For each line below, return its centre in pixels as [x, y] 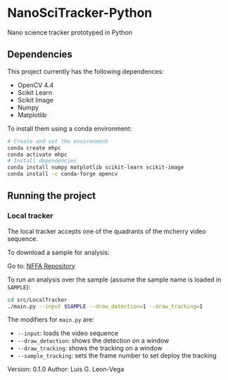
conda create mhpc [34, 148]
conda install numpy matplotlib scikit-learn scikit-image [96, 168]
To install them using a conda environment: [70, 129]
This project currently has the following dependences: [85, 71]
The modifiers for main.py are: [51, 320]
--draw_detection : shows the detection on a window [93, 341]
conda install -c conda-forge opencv [63, 174]
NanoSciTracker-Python [80, 13]
